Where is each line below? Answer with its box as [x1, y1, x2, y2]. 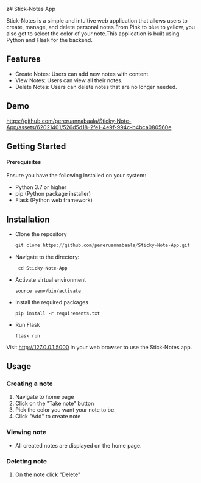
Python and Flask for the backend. [6, 37, 93, 43]
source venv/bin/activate [15, 288, 81, 294]
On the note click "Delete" [15, 471, 81, 478]
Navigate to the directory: [15, 253, 80, 260]
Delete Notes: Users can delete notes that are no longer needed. [15, 83, 178, 90]
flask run [15, 332, 41, 339]
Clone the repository [15, 231, 67, 238]
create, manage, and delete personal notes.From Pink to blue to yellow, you [6, 24, 196, 30]
